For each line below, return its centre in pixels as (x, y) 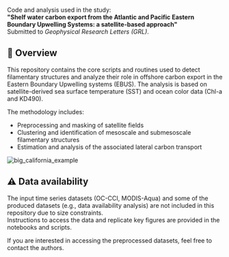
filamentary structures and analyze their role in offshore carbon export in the (115, 77)
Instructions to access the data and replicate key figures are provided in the (113, 220)
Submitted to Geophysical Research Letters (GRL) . (78, 31)
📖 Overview (32, 53)
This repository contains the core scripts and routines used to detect (104, 69)
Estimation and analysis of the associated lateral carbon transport (109, 147)
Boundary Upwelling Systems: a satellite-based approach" (92, 24)
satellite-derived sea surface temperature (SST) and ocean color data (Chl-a (115, 91)
